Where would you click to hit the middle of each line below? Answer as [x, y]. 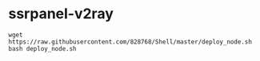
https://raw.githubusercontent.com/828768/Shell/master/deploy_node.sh [130, 42]
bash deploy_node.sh [43, 48]
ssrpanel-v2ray [61, 14]
